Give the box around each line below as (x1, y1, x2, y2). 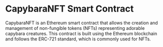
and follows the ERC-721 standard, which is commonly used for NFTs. (5, 36, 151, 42)
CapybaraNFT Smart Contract (5, 3, 134, 15)
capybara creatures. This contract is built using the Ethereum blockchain (5, 30, 157, 36)
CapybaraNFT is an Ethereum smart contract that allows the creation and (5, 20, 158, 26)
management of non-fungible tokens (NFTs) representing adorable (5, 25, 145, 31)
